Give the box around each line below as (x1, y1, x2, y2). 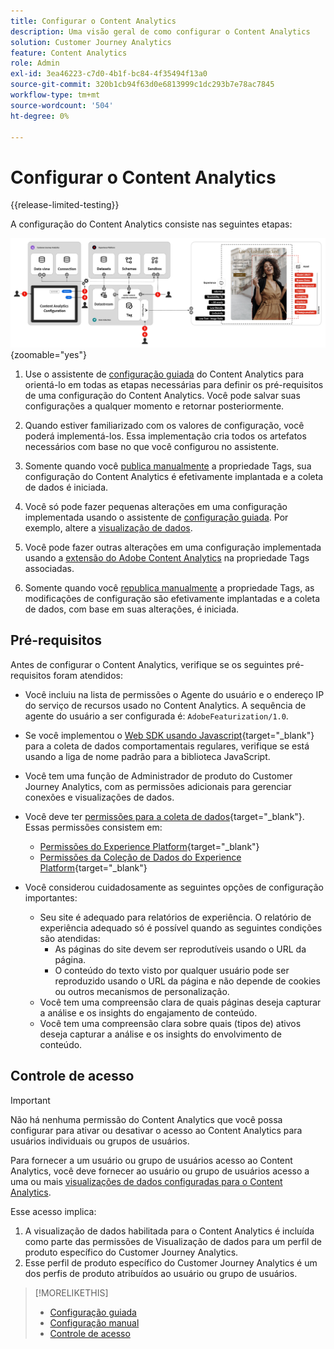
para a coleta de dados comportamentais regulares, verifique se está (24, 740, 310, 752)
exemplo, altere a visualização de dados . (24, 522, 193, 534)
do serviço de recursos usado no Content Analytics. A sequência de (24, 699, 307, 711)
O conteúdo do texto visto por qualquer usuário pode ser (54, 964, 290, 976)
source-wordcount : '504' (10, 100, 114, 110)
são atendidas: (39, 932, 101, 944)
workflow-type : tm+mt (10, 90, 101, 100)
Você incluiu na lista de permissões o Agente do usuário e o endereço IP (24, 688, 325, 700)
